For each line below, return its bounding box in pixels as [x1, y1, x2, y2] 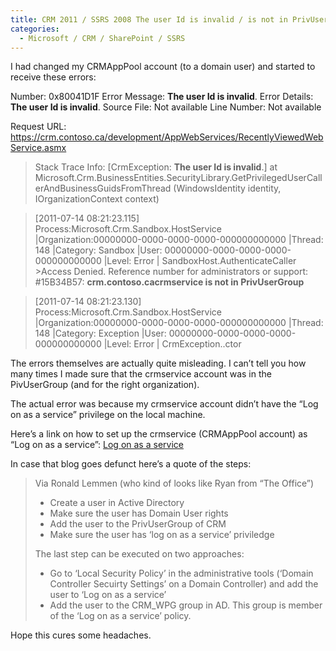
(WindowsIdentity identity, [173, 182, 282, 195]
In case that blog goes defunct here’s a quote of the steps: [10, 458, 252, 470]
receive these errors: [10, 71, 97, 83]
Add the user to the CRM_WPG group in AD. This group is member [49, 599, 323, 611]
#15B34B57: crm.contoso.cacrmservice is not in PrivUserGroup [34, 276, 305, 288]
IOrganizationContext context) [34, 193, 160, 205]
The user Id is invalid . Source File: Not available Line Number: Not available [10, 101, 322, 113]
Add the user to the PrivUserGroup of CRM [49, 518, 227, 530]
